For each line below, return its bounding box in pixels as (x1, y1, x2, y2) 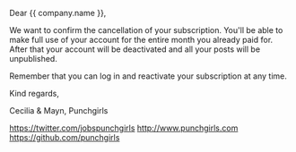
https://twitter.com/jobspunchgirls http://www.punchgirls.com (9, 122, 239, 133)
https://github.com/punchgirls (9, 132, 120, 142)
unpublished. (9, 54, 58, 63)
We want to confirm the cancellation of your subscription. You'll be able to (9, 25, 283, 35)
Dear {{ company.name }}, (9, 8, 107, 18)
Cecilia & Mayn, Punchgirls (9, 106, 109, 115)
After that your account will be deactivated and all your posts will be (9, 44, 261, 55)
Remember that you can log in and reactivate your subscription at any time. (9, 71, 287, 81)
